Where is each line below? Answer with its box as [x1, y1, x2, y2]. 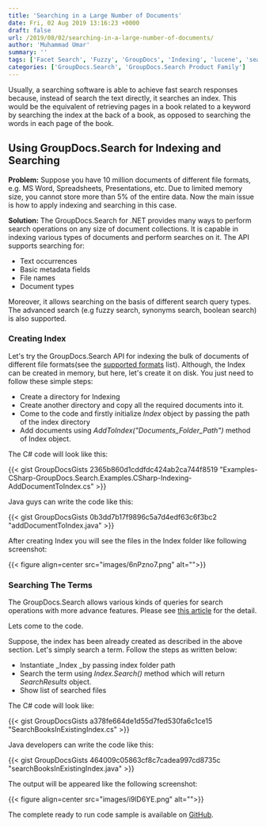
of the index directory [19, 417, 91, 426]
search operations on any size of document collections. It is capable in [8, 223, 239, 234]
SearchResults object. [19, 677, 92, 687]
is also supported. [8, 314, 67, 323]
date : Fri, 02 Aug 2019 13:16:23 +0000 [8, 19, 140, 27]
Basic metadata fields [19, 265, 91, 274]
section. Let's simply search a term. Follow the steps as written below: [8, 645, 237, 654]
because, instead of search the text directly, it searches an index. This [8, 93, 237, 103]
